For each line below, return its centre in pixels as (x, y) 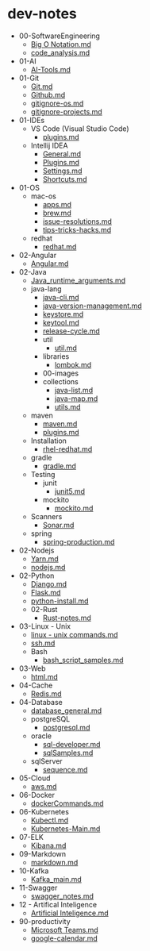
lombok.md (73, 364)
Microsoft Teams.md (64, 930)
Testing (43, 474)
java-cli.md (61, 297)
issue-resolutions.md (77, 221)
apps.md (57, 204)
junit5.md (69, 491)
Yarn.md (44, 558)
